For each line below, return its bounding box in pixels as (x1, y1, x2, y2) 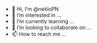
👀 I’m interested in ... (11, 12, 62, 19)
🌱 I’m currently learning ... (11, 18, 75, 24)
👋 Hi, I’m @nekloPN (11, 6, 59, 12)
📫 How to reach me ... (11, 31, 66, 37)
